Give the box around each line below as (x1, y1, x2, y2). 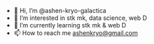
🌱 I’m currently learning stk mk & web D (13, 21, 126, 29)
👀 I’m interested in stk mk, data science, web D (13, 14, 147, 22)
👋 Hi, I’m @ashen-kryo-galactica (13, 7, 107, 14)
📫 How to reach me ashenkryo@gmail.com (13, 29, 138, 37)
